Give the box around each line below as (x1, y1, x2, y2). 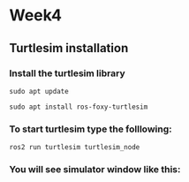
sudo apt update (9, 87, 69, 95)
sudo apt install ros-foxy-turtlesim (9, 102, 148, 111)
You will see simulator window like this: (9, 163, 181, 176)
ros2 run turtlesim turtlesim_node (9, 143, 140, 152)
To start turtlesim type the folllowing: (9, 123, 172, 135)
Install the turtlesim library (9, 67, 125, 80)
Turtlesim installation (9, 41, 129, 56)
